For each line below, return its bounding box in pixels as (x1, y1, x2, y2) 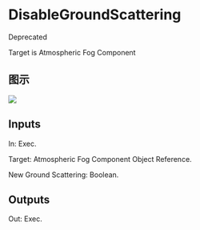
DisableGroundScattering (8, 6, 182, 24)
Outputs (8, 192, 50, 206)
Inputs (8, 118, 42, 131)
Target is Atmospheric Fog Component (8, 47, 136, 57)
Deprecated (8, 32, 48, 42)
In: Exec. (8, 139, 37, 148)
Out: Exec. (8, 214, 42, 224)
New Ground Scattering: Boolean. (8, 170, 119, 180)
